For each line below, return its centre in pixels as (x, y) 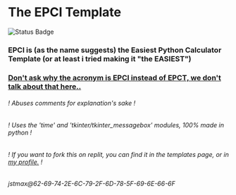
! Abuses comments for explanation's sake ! (72, 103)
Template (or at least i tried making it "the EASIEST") (100, 58)
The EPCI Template (65, 12)
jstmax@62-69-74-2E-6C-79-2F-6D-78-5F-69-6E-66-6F (92, 184)
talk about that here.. (45, 87)
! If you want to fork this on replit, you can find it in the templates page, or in (119, 154)
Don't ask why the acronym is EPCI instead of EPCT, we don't (114, 77)
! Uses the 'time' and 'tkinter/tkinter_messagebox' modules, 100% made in (116, 125)
